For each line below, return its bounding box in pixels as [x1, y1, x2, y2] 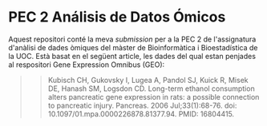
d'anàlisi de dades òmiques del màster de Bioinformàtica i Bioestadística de [8, 42, 258, 52]
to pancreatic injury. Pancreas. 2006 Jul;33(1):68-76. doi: [47, 100, 237, 110]
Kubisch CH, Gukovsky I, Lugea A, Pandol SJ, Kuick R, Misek [47, 75, 249, 85]
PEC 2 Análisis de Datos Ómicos [8, 8, 226, 26]
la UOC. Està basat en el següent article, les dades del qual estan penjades [8, 51, 257, 61]
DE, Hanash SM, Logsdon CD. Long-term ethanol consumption [47, 84, 255, 93]
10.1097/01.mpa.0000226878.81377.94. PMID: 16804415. [47, 108, 235, 119]
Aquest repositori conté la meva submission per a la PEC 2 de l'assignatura [8, 34, 257, 44]
